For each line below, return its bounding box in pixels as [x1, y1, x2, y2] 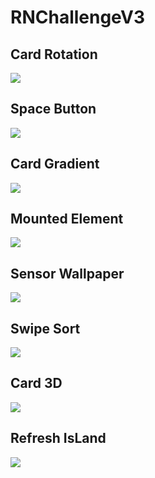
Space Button [10, 101, 97, 118]
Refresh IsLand [10, 430, 107, 447]
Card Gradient [10, 156, 100, 173]
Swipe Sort [10, 320, 81, 337]
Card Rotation [10, 46, 98, 63]
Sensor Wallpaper [10, 265, 125, 282]
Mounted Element [10, 211, 124, 228]
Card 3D [10, 375, 63, 392]
